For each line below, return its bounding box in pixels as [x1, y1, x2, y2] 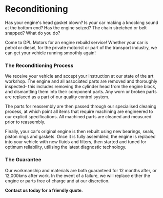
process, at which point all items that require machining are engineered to [5, 109, 153, 114]
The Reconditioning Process [5, 62, 74, 69]
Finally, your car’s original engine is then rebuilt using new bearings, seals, [5, 129, 155, 134]
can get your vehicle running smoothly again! [5, 50, 96, 56]
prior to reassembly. [5, 119, 45, 125]
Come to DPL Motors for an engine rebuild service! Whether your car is [5, 39, 148, 45]
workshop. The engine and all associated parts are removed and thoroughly [5, 78, 158, 84]
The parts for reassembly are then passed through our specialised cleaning [5, 104, 157, 110]
